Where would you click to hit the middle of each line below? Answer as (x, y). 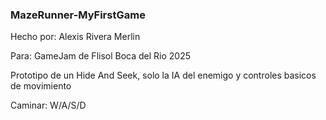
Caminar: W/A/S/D (48, 105)
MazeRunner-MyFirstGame (78, 15)
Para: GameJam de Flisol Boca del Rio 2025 (101, 56)
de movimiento (41, 86)
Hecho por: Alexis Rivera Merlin (75, 37)
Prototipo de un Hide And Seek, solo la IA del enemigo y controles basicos (163, 75)
